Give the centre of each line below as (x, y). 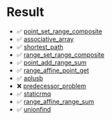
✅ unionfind (34, 109)
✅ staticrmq (34, 94)
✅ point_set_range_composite (59, 31)
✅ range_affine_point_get (53, 70)
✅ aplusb (30, 78)
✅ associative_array (45, 39)
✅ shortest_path (40, 46)
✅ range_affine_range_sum (55, 101)
